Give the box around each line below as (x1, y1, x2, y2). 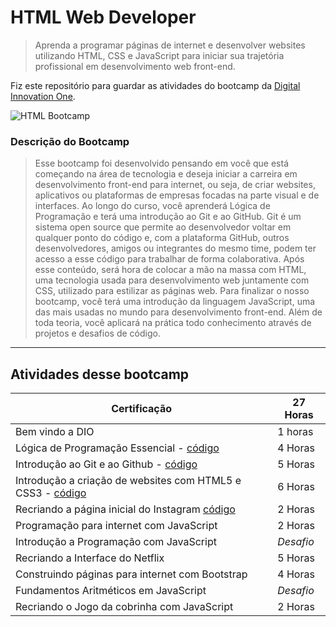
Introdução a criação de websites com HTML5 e (15, 474, 242, 488)
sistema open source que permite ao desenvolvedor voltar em (34, 221, 292, 233)
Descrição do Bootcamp (10, 134, 130, 148)
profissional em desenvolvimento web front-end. (34, 60, 236, 72)
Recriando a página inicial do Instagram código (15, 502, 236, 516)
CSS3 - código (15, 486, 87, 500)
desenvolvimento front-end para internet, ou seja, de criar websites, (34, 179, 316, 191)
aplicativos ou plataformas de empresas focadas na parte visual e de (34, 189, 320, 201)
